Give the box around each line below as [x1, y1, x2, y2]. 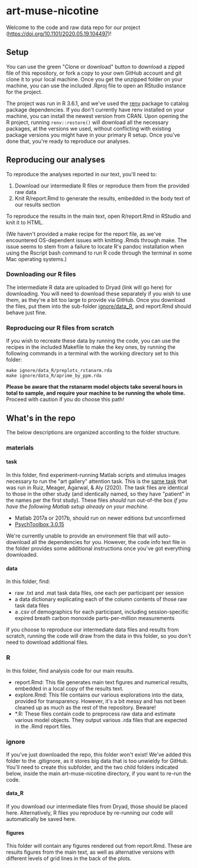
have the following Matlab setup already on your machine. [6, 503, 149, 510]
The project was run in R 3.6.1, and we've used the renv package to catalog [6, 100, 189, 107]
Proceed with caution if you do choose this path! [6, 396, 124, 403]
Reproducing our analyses [6, 155, 105, 165]
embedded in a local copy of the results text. [14, 685, 124, 692]
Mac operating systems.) [6, 255, 67, 262]
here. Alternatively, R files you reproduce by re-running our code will [6, 809, 173, 816]
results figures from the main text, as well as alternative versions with [6, 848, 175, 856]
